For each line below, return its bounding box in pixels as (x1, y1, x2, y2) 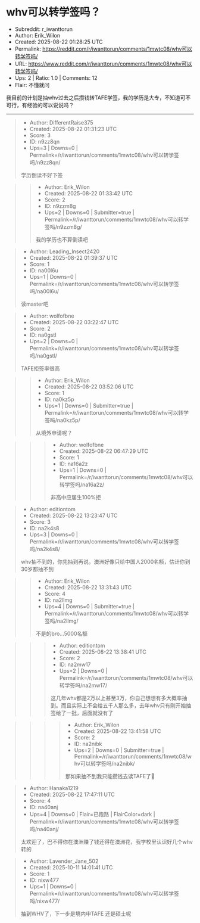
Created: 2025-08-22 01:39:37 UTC (29, 254, 118, 261)
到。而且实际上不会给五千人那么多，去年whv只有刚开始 (50, 701, 186, 709)
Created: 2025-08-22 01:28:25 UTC (14, 38, 103, 45)
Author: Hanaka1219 (29, 784, 79, 791)
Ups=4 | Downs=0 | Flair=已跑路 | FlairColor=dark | (29, 810, 156, 818)
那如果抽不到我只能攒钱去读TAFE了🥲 (65, 772, 155, 779)
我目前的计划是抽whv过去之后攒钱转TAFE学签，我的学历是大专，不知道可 (6, 94, 186, 101)
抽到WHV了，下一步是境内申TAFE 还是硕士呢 (20, 910, 132, 917)
